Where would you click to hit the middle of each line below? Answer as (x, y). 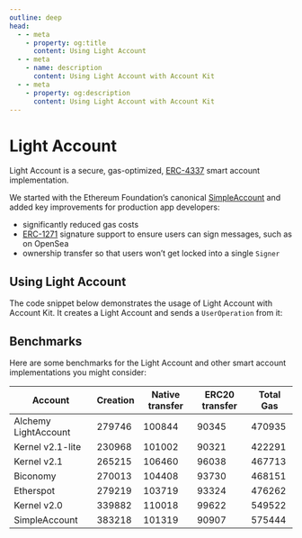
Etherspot (35, 490)
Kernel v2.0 (38, 505)
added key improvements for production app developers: (115, 207)
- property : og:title (66, 43)
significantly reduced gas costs (80, 225)
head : (19, 26)
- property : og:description (78, 93)
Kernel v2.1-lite (48, 446)
